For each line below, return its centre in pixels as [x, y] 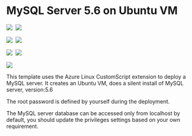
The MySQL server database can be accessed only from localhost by [93, 113]
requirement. [22, 126]
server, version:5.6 [30, 90]
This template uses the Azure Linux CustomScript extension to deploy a [96, 76]
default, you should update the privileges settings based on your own [94, 120]
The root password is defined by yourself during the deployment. [88, 101]
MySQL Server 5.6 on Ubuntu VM [92, 11]
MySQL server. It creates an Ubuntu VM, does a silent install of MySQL [95, 83]
